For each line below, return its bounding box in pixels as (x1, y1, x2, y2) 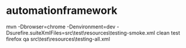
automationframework (6, 4, 118, 17)
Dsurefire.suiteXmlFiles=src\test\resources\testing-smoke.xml (6, 29, 156, 36)
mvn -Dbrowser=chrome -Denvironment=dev (6, 23, 116, 30)
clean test (156, 29, 180, 36)
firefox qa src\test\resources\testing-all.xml (6, 35, 110, 42)
